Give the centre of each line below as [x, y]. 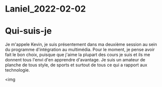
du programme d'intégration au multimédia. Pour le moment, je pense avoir [80, 50]
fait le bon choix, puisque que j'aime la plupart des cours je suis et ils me [78, 55]
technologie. [17, 70]
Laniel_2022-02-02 [46, 9]
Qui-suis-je [28, 31]
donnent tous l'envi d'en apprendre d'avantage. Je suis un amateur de [75, 60]
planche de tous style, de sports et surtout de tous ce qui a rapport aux [76, 65]
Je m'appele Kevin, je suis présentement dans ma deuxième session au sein [81, 44]
